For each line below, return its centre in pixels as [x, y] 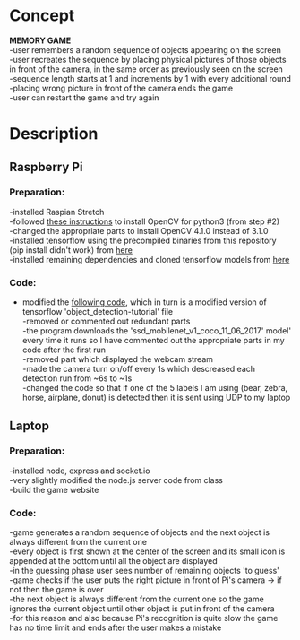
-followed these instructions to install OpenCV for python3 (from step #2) [145, 221]
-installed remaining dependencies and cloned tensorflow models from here [150, 259]
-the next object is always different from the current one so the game [137, 599]
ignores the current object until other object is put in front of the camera [142, 609]
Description [54, 134]
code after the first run [64, 350]
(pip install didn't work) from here [71, 250]
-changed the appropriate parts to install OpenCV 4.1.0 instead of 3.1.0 [139, 230]
